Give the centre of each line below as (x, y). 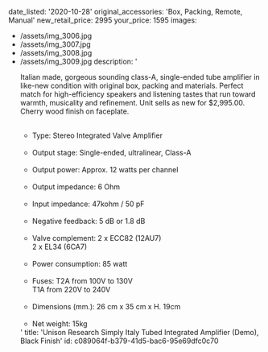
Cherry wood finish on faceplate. (74, 111)
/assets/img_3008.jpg (56, 53)
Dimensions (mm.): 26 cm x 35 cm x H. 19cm (106, 306)
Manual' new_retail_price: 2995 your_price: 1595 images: (103, 20)
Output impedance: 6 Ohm (76, 187)
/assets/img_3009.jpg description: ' (78, 61)
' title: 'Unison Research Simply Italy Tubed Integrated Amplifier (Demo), (139, 332)
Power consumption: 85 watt (80, 264)
